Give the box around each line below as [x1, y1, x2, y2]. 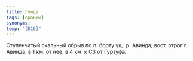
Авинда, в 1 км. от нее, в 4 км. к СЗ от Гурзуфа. [6, 48, 127, 56]
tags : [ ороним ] [6, 14, 44, 20]
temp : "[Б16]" [6, 25, 42, 32]
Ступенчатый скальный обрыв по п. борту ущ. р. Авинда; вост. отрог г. [6, 42, 188, 49]
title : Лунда [6, 8, 39, 15]
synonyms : [6, 20, 31, 26]
